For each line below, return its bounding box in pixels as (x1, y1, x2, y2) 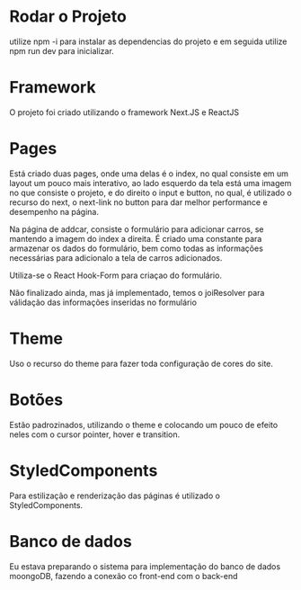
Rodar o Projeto (9, 6, 128, 27)
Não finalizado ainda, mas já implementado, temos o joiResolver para (9, 287, 265, 298)
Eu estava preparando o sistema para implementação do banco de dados (9, 560, 281, 572)
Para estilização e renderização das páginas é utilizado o (9, 490, 220, 501)
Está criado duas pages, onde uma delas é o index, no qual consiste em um (9, 168, 289, 179)
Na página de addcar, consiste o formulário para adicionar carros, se (9, 223, 264, 235)
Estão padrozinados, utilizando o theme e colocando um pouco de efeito (9, 419, 279, 430)
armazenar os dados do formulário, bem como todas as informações (9, 243, 263, 254)
